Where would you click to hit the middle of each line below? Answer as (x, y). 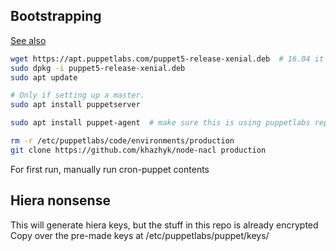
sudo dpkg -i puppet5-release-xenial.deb (98, 68)
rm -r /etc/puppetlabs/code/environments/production (122, 141)
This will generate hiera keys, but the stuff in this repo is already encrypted (164, 225)
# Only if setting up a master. (77, 95)
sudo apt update (44, 77)
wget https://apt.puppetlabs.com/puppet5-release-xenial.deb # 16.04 (160, 59)
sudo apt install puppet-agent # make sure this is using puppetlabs (160, 123)
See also (28, 40)
